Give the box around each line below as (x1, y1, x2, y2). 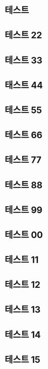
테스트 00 (4, 229, 43, 240)
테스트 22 (4, 30, 42, 41)
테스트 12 (4, 279, 40, 290)
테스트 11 (4, 254, 39, 266)
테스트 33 (4, 54, 43, 66)
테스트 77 (4, 154, 42, 166)
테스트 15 (4, 354, 40, 365)
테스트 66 (4, 130, 43, 141)
